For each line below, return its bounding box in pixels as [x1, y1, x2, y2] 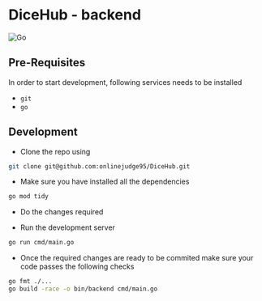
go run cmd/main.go [8, 239, 75, 247]
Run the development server [19, 223, 116, 232]
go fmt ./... [8, 278, 53, 286]
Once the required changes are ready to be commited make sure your [19, 253, 254, 263]
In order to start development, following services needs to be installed [8, 77, 243, 87]
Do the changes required [19, 207, 104, 217]
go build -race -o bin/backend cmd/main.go [8, 285, 158, 293]
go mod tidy [8, 193, 49, 201]
